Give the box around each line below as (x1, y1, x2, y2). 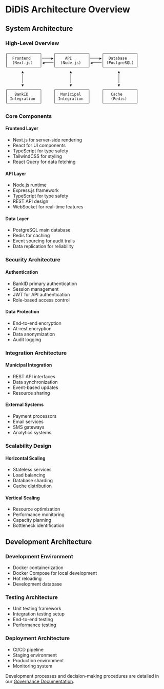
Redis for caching (12, 233, 50, 239)
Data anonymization (12, 331, 55, 337)
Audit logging (12, 336, 42, 343)
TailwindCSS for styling (12, 153, 63, 159)
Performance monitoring (12, 511, 65, 518)
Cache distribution (12, 483, 52, 489)
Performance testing (12, 622, 56, 628)
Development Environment (5, 553, 73, 560)
